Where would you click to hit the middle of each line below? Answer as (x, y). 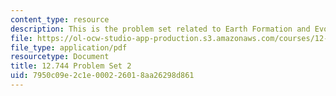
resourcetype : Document (60, 57)
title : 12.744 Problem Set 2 (71, 66)
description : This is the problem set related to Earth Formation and (160, 29)
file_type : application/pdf (69, 47)
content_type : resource (60, 19)
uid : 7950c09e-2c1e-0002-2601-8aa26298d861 (102, 76)
